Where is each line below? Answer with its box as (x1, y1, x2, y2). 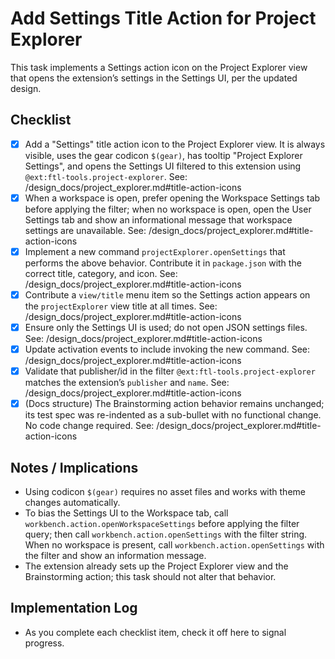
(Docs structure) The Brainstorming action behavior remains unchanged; (24, 398, 325, 410)
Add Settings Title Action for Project (10, 7, 317, 30)
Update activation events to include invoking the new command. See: (24, 343, 311, 356)
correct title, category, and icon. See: (24, 267, 178, 279)
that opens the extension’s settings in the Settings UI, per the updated (10, 72, 298, 84)
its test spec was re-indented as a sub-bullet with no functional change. (24, 409, 322, 421)
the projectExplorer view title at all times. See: (24, 300, 218, 312)
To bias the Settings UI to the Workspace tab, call (24, 507, 229, 519)
